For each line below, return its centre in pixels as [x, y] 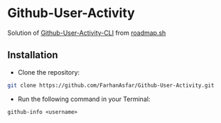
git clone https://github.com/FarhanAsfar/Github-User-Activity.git [111, 85]
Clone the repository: [49, 72]
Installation [33, 55]
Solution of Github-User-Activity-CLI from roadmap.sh [87, 33]
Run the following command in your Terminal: [84, 99]
